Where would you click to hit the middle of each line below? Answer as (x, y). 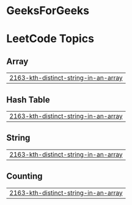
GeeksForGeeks (48, 11)
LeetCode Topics (50, 39)
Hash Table (28, 100)
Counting (24, 176)
